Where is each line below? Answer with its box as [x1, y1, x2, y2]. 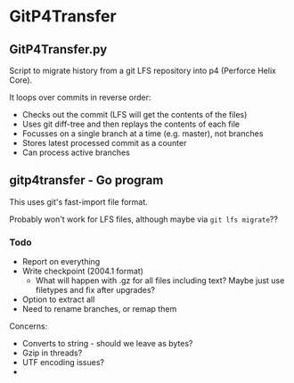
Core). [9, 75, 33, 86]
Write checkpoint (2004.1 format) [21, 265, 144, 277]
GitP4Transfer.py [9, 42, 108, 57]
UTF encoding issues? [21, 357, 105, 368]
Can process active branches [21, 147, 131, 158]
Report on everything [21, 257, 101, 267]
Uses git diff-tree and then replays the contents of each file [21, 118, 241, 129]
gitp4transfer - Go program [9, 173, 164, 188]
